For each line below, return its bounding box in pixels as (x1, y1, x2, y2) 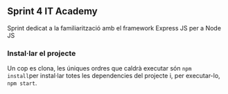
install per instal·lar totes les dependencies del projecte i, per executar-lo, (7, 72, 220, 80)
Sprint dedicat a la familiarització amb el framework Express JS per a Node (7, 23, 222, 32)
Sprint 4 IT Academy (7, 6, 98, 17)
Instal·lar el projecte (7, 48, 76, 58)
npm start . (7, 79, 37, 87)
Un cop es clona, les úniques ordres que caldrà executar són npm (7, 64, 192, 73)
